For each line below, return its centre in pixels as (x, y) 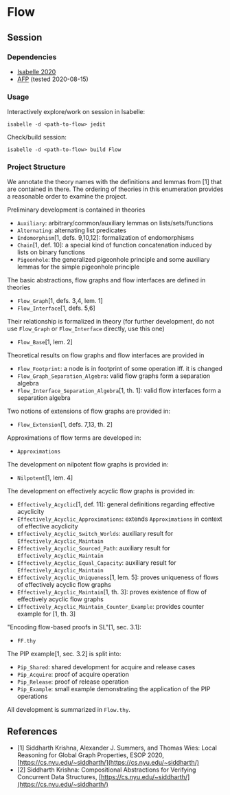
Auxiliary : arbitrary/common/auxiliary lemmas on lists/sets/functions (115, 223)
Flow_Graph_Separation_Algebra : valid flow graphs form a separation (114, 376)
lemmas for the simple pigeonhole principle (78, 267)
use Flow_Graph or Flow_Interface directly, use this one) (86, 329)
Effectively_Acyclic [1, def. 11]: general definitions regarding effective (116, 504)
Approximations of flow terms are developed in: (74, 438)
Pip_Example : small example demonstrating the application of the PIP (114, 689)
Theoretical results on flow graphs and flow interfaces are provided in (106, 355)
